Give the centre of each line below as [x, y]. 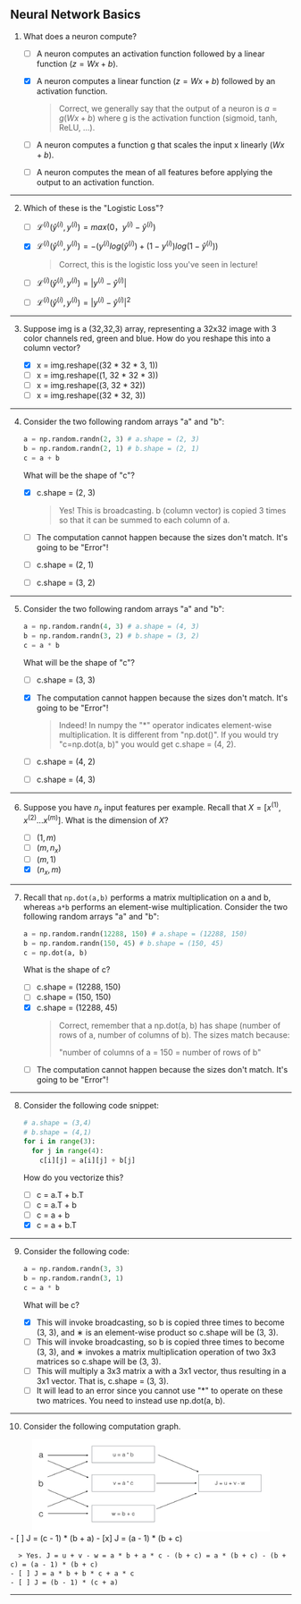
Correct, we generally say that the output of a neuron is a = [168, 108]
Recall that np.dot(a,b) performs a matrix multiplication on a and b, [147, 897]
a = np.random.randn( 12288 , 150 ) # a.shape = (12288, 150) [135, 934]
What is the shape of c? [67, 970]
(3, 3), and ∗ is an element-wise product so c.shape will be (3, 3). [158, 1332]
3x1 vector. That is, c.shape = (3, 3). [102, 1381]
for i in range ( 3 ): [59, 1141]
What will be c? [51, 1304]
